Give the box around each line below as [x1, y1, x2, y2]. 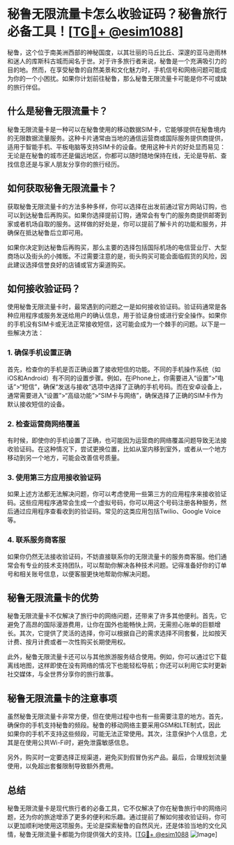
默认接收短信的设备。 [7, 400, 68, 408]
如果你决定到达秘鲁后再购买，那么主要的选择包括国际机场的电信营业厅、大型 [7, 243, 227, 251]
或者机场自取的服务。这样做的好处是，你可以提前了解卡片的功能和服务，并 [13, 219, 227, 228]
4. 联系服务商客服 [7, 535, 66, 545]
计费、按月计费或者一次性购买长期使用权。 [7, 638, 130, 646]
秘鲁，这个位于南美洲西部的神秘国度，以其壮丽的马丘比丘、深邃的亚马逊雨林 [7, 48, 227, 56]
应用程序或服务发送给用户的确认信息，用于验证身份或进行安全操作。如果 [13, 311, 221, 320]
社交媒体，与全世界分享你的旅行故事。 [7, 670, 117, 679]
